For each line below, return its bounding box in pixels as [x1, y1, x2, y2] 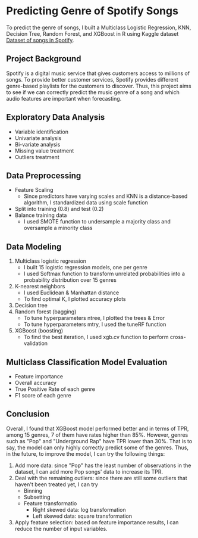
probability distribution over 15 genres [23, 276, 117, 284]
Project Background [6, 54, 81, 64]
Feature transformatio [23, 499, 77, 507]
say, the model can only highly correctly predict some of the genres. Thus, [6, 444, 189, 451]
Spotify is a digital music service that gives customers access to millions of [6, 70, 190, 77]
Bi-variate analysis [14, 141, 61, 148]
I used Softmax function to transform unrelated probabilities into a [23, 270, 186, 278]
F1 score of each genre [14, 392, 71, 399]
